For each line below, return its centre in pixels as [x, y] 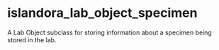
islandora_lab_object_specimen [102, 13]
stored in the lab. [32, 39]
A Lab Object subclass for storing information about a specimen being [110, 32]
